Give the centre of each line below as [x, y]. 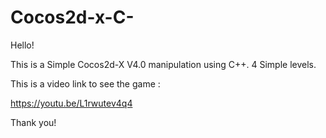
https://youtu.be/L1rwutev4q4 [71, 103]
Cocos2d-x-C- [72, 17]
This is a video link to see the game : [85, 83]
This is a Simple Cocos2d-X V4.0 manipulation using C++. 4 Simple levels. [163, 64]
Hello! [22, 45]
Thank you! [33, 122]
